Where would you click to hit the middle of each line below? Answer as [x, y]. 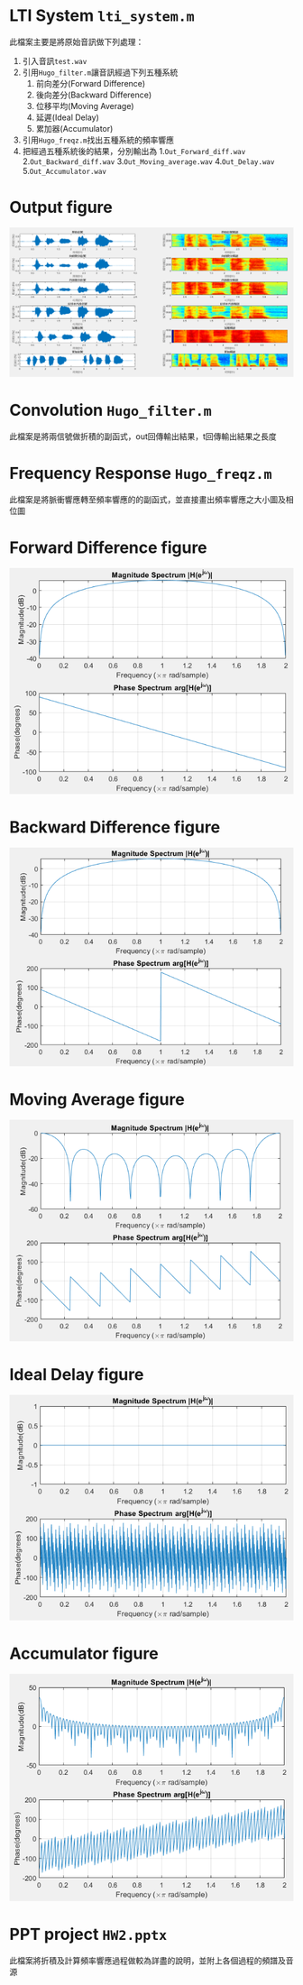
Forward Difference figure [108, 548]
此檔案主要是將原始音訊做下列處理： [77, 41]
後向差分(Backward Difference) [94, 95]
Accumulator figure [84, 1654]
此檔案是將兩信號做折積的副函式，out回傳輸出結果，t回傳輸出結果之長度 [143, 437]
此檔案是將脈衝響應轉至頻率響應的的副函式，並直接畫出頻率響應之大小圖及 [147, 500]
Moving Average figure [97, 1100]
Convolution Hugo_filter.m [110, 410]
